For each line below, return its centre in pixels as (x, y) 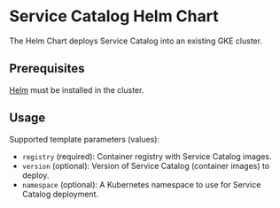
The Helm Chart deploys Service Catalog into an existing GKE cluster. (136, 41)
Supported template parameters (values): (85, 139)
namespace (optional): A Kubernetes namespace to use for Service (141, 184)
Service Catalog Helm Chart (114, 16)
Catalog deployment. (60, 194)
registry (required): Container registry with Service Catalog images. (147, 156)
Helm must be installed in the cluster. (77, 89)
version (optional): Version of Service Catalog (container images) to (146, 166)
